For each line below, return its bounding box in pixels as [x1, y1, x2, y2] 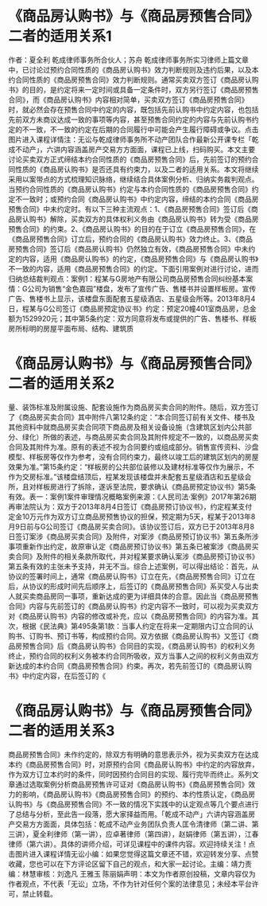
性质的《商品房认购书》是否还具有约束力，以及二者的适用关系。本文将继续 [14, 164, 259, 174]
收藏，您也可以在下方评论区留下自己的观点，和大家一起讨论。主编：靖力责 [8, 859, 252, 869]
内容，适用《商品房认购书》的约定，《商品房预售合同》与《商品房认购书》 [21, 254, 259, 264]
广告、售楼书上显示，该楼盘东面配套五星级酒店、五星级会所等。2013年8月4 [8, 294, 256, 303]
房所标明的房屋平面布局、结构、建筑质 [8, 323, 133, 333]
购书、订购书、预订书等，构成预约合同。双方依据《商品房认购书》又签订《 [8, 631, 252, 641]
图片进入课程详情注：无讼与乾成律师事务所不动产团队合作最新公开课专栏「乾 [8, 135, 259, 144]
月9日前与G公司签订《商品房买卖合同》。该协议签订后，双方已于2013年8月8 [8, 521, 255, 531]
